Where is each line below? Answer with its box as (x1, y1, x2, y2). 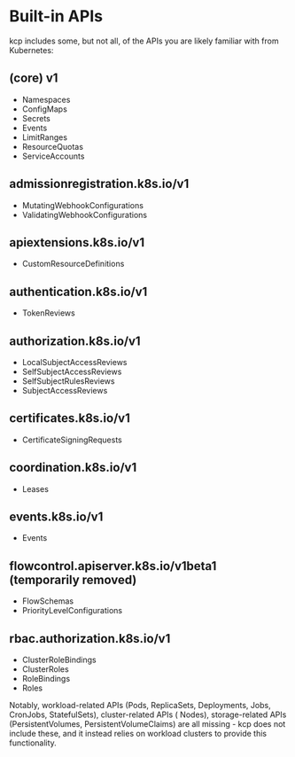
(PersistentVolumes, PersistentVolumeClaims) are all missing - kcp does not (9, 719, 286, 730)
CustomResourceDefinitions (21, 259, 125, 269)
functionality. (9, 737, 58, 748)
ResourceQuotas (21, 141, 84, 152)
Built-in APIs (9, 6, 104, 27)
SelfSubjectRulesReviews (21, 376, 115, 386)
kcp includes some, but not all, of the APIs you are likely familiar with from (9, 35, 279, 46)
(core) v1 (9, 71, 58, 86)
